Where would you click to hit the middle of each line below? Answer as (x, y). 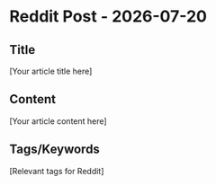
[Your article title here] (51, 71)
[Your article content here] (58, 121)
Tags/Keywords (55, 150)
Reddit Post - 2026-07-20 (108, 17)
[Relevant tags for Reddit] (57, 171)
